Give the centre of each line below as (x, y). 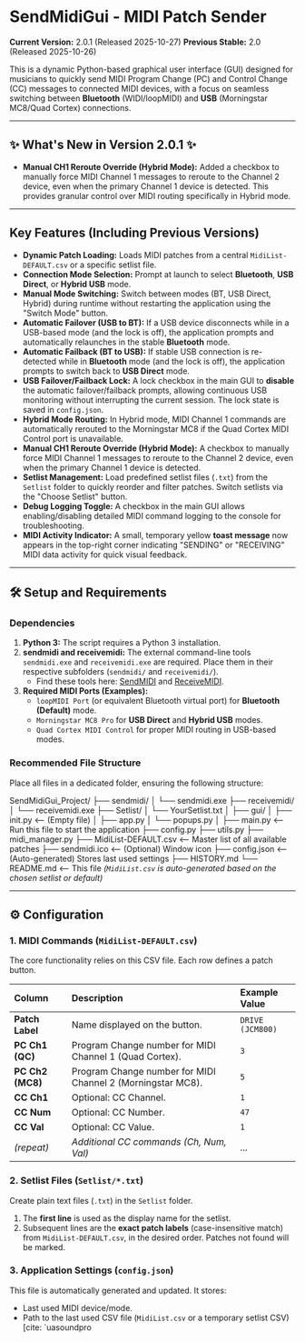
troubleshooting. (53, 526)
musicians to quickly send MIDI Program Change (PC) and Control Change (148, 78)
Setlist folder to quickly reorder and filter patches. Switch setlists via (153, 486)
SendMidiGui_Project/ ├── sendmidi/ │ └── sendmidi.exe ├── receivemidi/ (152, 800)
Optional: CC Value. (113, 1127)
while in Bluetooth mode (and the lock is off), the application (172, 361)
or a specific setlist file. (113, 265)
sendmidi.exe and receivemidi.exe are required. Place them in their (148, 662)
